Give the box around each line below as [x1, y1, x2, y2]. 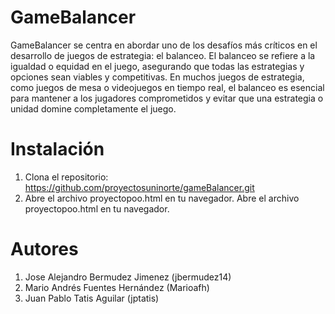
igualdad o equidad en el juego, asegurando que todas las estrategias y [10, 60, 305, 72]
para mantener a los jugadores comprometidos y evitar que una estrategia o [10, 92, 324, 104]
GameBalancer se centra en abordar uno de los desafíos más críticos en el [10, 39, 318, 51]
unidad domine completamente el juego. [10, 102, 177, 115]
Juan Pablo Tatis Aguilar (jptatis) [24, 292, 160, 304]
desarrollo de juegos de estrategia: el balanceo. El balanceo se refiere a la [10, 49, 316, 61]
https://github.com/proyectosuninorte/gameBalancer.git [24, 181, 255, 193]
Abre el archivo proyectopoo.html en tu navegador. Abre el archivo [24, 192, 300, 204]
